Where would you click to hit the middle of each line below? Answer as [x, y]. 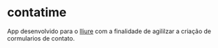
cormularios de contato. [41, 38]
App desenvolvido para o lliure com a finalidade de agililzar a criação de [109, 31]
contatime [37, 13]
